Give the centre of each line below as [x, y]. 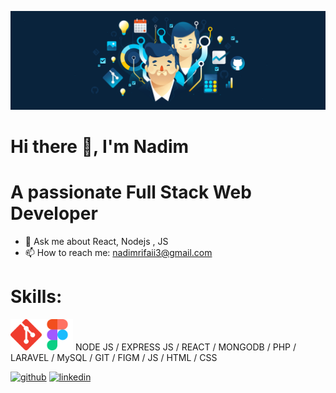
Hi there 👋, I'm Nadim [100, 146]
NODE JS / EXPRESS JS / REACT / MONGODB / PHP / [185, 347]
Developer [54, 213]
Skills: [36, 296]
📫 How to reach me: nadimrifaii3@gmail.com [118, 252]
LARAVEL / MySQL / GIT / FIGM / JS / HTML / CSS [114, 357]
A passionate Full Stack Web [131, 192]
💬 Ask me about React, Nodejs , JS [96, 241]
